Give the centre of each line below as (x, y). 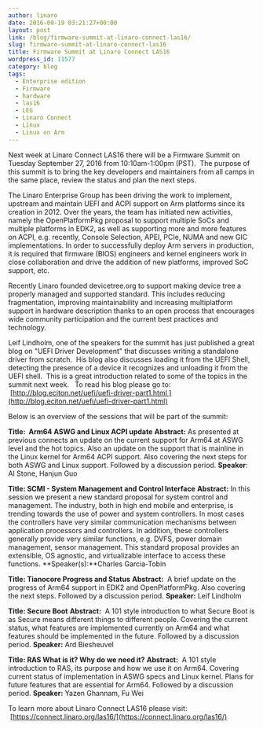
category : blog (33, 67)
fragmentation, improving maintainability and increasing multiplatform (121, 302)
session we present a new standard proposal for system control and (118, 497)
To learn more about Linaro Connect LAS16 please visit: (98, 708)
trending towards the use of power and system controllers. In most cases (126, 514)
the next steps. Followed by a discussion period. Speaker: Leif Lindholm (125, 595)
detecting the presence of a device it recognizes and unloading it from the (128, 367)
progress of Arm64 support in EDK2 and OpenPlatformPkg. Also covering (127, 587)
